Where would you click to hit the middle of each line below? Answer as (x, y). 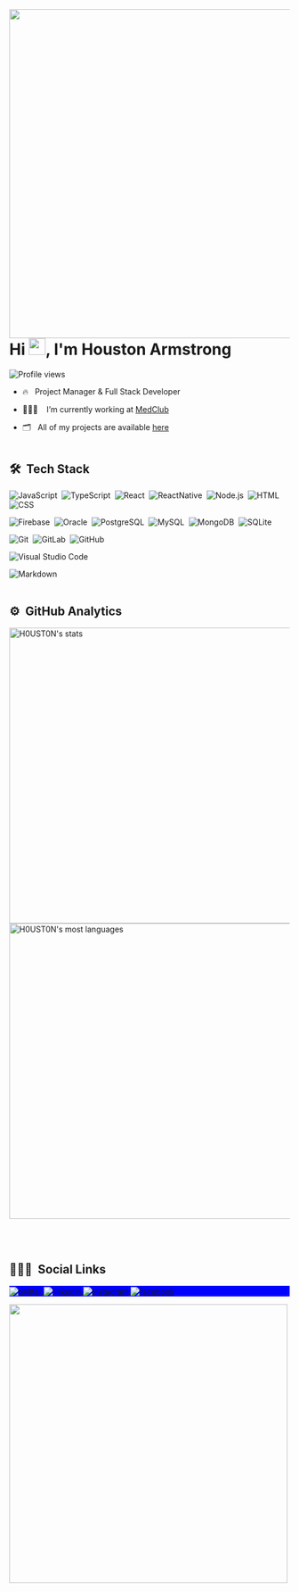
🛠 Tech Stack (50, 469)
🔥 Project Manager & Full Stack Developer (101, 391)
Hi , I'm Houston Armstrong (121, 349)
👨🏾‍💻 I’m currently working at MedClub (95, 409)
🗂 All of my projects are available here (95, 427)
